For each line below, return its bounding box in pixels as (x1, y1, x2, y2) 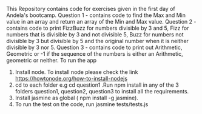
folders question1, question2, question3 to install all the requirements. (15, 88, 189, 95)
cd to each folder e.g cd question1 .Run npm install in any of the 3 (15, 81, 179, 89)
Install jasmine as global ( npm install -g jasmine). (15, 94, 138, 101)
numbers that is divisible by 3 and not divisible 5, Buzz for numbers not (6, 31, 184, 38)
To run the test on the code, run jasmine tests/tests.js (15, 101, 149, 108)
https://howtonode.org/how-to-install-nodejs (15, 75, 128, 82)
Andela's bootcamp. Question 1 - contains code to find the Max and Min (6, 12, 186, 19)
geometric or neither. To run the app (6, 57, 97, 64)
